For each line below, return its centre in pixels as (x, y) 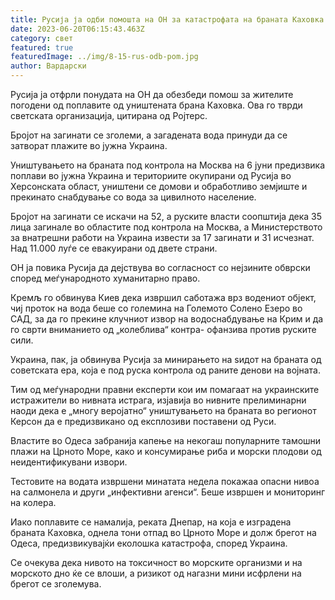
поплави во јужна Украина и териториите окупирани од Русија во (151, 175)
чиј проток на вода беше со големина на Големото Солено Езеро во (156, 308)
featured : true (42, 47)
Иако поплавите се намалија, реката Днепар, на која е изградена (151, 522)
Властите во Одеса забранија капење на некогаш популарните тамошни (166, 440)
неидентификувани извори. (69, 462)
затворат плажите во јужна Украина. (89, 145)
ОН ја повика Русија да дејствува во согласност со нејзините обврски (160, 267)
